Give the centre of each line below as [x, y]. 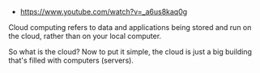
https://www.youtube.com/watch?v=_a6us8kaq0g [104, 12]
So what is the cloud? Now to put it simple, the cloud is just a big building [130, 52]
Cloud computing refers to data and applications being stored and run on [130, 27]
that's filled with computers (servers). [71, 60]
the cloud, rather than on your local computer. [85, 36]
